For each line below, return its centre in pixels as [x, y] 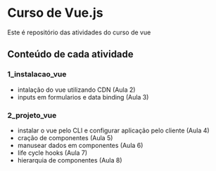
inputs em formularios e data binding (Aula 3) [83, 97]
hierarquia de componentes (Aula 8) [70, 160]
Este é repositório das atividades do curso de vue [79, 32]
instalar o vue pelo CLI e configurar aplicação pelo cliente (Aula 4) [113, 130]
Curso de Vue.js [55, 13]
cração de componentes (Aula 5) [65, 137]
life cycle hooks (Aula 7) [52, 153]
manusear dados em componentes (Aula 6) [80, 145]
